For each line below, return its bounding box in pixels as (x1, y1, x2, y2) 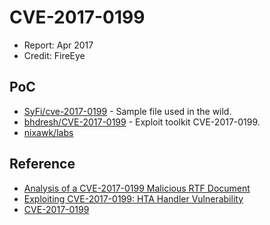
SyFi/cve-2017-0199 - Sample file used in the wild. (23, 105, 232, 117)
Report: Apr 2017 (23, 39, 94, 51)
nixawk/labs (23, 126, 74, 138)
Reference (9, 156, 76, 173)
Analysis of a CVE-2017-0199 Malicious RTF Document (23, 182, 251, 194)
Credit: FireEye (23, 49, 86, 61)
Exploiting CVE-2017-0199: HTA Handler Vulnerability (23, 192, 244, 205)
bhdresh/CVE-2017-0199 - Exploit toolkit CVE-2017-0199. (23, 116, 261, 128)
